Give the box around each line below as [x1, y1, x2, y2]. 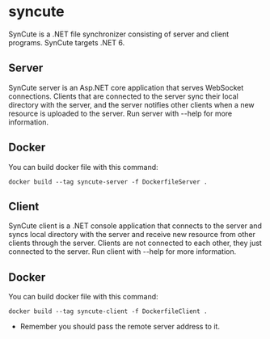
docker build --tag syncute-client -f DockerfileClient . [8, 307, 208, 316]
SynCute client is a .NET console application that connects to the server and [8, 221, 263, 231]
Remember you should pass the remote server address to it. [19, 322, 221, 332]
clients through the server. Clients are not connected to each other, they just [8, 238, 263, 248]
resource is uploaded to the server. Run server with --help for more [8, 108, 233, 118]
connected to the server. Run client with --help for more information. [8, 247, 237, 256]
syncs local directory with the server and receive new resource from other [8, 230, 256, 239]
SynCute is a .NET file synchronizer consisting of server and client [8, 29, 230, 39]
